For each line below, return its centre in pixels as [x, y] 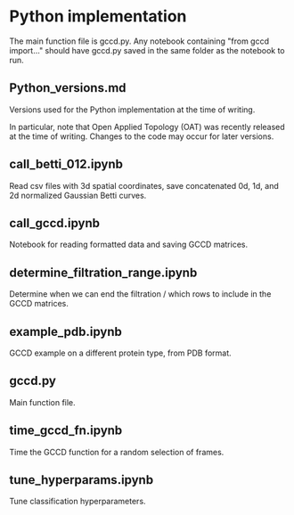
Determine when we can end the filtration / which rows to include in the [140, 294]
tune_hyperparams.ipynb [82, 480]
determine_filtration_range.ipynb [103, 272]
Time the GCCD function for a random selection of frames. [117, 452]
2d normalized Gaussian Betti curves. [78, 195]
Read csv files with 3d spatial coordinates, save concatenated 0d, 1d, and [144, 185]
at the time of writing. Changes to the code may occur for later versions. [142, 136]
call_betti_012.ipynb [66, 164]
